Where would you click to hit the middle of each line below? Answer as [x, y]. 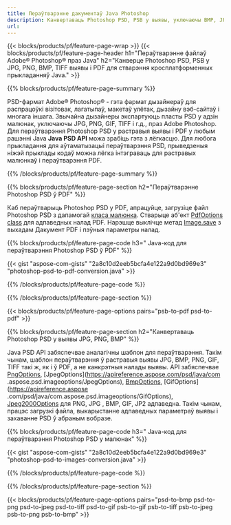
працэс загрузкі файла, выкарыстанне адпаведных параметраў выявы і [113, 411]
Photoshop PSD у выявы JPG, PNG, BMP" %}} [73, 339]
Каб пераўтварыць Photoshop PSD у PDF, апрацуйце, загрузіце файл [108, 208]
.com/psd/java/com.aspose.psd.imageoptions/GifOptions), [90, 396]
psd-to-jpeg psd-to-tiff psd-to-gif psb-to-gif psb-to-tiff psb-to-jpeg [116, 507]
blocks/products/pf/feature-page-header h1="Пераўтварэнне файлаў [107, 53]
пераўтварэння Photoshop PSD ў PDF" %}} [70, 250]
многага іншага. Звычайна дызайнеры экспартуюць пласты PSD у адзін [113, 116]
